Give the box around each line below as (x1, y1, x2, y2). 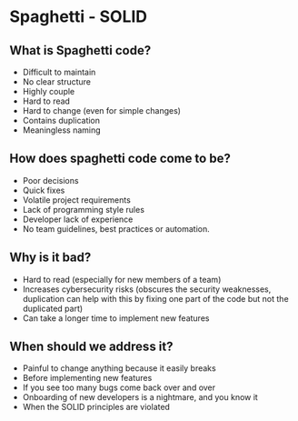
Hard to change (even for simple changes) (22, 105, 182, 115)
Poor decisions (22, 175, 79, 185)
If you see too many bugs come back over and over (22, 382, 216, 393)
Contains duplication (22, 115, 101, 125)
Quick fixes (22, 185, 65, 195)
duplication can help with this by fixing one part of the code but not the (22, 293, 289, 304)
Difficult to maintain (22, 66, 96, 77)
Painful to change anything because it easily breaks (22, 363, 216, 374)
